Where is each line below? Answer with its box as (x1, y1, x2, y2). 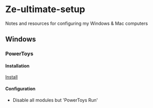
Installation (5, 62, 29, 69)
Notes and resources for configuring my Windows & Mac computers (5, 20, 148, 26)
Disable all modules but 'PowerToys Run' (12, 97, 98, 103)
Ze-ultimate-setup (5, 4, 85, 15)
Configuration (5, 86, 36, 92)
